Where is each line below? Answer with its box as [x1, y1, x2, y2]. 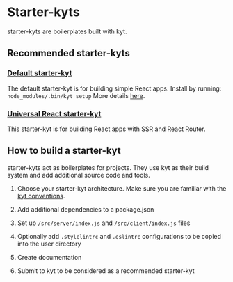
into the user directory [17, 240, 81, 248]
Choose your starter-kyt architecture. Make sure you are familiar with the [17, 184, 227, 192]
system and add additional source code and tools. [7, 171, 151, 179]
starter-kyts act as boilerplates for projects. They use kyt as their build [7, 163, 209, 171]
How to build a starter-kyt [7, 145, 121, 157]
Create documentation [17, 253, 82, 261]
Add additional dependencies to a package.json [17, 205, 154, 213]
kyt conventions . [17, 191, 65, 200]
